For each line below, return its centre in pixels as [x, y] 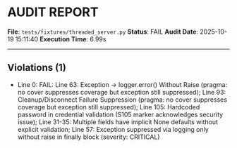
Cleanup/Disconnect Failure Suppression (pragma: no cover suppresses [122, 100]
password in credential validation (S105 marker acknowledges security [120, 114]
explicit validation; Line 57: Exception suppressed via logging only [113, 129]
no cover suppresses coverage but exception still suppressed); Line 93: [122, 92]
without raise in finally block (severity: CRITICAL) [89, 137]
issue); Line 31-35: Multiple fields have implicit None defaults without [118, 122]
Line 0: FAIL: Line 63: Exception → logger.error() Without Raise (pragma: [122, 84]
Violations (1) [37, 68]
